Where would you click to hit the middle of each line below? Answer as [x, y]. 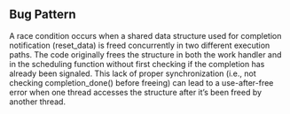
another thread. [38, 102]
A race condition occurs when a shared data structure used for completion [145, 35]
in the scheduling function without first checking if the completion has [137, 64]
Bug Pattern [43, 15]
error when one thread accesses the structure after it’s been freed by [136, 92]
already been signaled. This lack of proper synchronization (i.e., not [133, 73]
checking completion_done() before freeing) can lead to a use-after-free [141, 82]
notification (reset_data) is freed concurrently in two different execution [140, 45]
